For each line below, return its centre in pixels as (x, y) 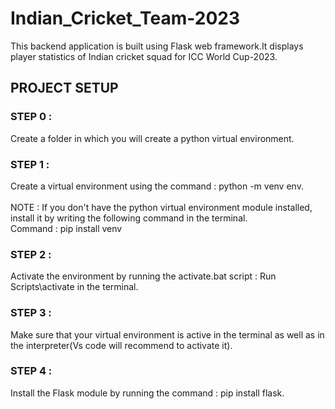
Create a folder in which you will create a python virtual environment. (152, 138)
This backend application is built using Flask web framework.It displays (157, 46)
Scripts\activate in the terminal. (74, 287)
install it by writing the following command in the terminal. (129, 218)
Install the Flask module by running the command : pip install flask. (147, 393)
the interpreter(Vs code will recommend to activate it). (121, 345)
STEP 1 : (30, 164)
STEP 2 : (31, 254)
